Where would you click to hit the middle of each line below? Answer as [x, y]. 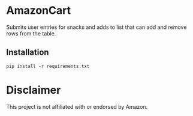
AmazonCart [38, 11]
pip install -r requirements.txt [48, 66]
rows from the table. [31, 33]
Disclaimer [34, 90]
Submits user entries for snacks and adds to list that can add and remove [96, 27]
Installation [28, 53]
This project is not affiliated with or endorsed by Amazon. [77, 106]
